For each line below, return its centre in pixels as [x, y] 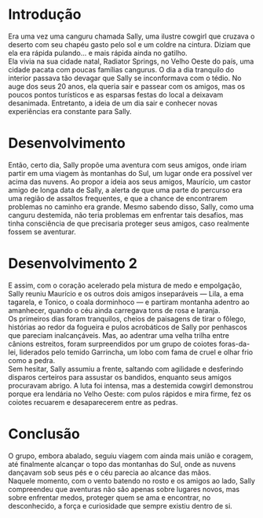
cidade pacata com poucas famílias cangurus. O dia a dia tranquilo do [121, 69]
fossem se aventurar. [42, 231]
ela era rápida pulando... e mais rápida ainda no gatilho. [98, 53]
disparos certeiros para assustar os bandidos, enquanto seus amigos [120, 377]
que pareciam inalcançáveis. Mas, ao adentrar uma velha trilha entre [119, 335]
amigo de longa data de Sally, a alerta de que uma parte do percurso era [125, 189]
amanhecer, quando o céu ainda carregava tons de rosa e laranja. [115, 310]
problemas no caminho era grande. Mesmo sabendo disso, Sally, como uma [131, 207]
